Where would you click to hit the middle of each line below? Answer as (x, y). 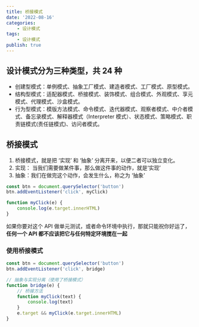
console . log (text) (50, 302)
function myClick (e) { (34, 203)
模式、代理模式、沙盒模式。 (49, 101)
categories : (21, 23)
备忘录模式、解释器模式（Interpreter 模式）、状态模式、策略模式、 (106, 116)
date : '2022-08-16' (30, 17)
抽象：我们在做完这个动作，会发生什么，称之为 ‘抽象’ (80, 175)
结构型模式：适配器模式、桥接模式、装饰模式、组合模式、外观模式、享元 (104, 94)
